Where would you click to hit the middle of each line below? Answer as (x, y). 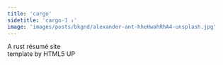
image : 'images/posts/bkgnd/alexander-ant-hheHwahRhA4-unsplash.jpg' (112, 27)
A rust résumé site (34, 47)
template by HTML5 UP (41, 54)
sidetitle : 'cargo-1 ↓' (42, 20)
